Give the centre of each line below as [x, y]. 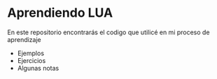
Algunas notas [38, 68]
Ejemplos [30, 53]
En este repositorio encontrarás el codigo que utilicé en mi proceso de [108, 32]
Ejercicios [31, 60]
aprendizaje [24, 39]
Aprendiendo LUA [60, 13]
